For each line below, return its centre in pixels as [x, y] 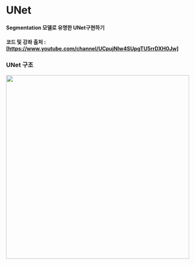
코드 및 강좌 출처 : [26, 42]
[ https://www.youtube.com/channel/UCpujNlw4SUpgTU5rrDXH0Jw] [93, 49]
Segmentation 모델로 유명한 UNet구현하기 [55, 28]
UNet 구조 [20, 65]
